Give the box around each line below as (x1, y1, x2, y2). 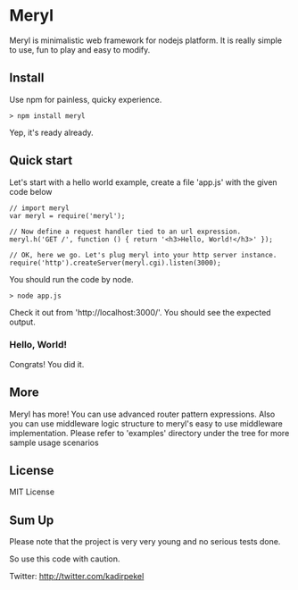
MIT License (9, 486, 55, 497)
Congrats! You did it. (9, 358, 85, 369)
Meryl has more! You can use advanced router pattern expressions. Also (9, 409, 276, 419)
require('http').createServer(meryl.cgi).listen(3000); (9, 258, 221, 267)
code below (9, 186, 53, 197)
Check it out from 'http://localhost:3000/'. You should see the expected (9, 307, 271, 317)
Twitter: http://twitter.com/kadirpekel (9, 571, 145, 582)
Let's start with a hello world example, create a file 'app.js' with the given (9, 176, 278, 188)
